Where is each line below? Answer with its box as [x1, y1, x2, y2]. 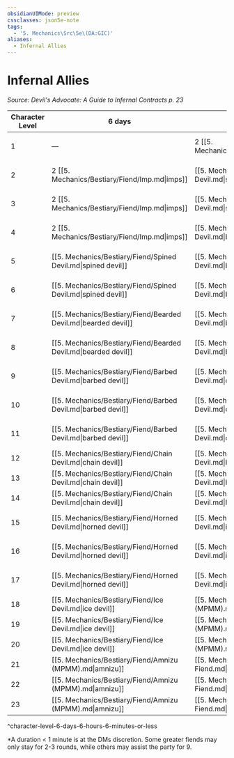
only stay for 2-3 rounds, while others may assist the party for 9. [7, 743, 192, 751]
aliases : [7, 36, 33, 43]
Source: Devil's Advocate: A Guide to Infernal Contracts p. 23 [7, 95, 184, 104]
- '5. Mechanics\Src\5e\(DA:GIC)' [13, 29, 114, 37]
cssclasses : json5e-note [7, 17, 79, 24]
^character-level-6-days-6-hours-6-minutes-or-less [7, 722, 158, 730]
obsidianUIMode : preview [7, 10, 79, 17]
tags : [7, 23, 23, 30]
